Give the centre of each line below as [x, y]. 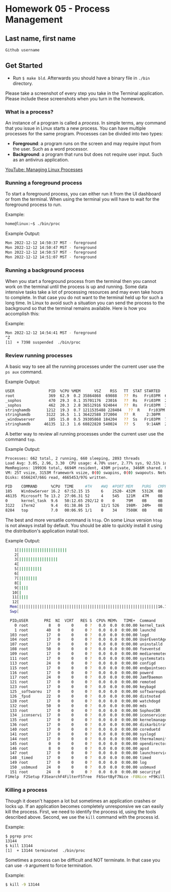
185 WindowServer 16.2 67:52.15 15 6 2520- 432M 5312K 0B [84, 492]
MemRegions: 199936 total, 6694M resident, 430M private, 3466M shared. [84, 468]
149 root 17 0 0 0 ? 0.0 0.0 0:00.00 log [78, 763]
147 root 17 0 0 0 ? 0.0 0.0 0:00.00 [74, 753]
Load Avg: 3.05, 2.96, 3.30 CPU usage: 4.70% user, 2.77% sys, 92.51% [83, 463]
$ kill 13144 [19, 846]
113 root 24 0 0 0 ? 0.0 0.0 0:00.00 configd [83, 663]
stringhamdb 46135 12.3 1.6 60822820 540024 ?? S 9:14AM [83, 424]
